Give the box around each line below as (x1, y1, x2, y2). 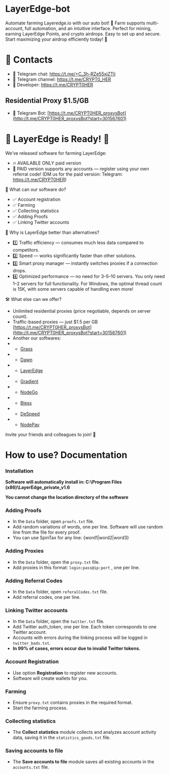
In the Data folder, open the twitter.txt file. (12, 618, 105, 624)
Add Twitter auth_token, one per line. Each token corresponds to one (12, 624, 157, 630)
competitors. (12, 246, 40, 253)
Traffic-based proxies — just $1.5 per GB (12, 319, 98, 325)
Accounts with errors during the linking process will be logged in (12, 634, 148, 641)
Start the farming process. (12, 705, 67, 711)
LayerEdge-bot (5, 3, 70, 15)
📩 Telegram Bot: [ (12, 110, 49, 116)
